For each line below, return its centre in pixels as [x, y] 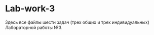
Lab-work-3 [30, 9]
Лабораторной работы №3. [34, 27]
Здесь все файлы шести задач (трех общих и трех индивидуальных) [77, 22]
